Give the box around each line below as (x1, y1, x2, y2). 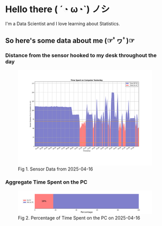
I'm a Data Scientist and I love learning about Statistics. (5, 20, 120, 27)
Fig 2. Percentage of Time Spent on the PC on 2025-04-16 (18, 214, 140, 221)
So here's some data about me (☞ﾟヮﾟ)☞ (5, 36, 135, 45)
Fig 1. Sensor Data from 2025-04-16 (18, 166, 93, 172)
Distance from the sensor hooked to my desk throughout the (5, 52, 157, 59)
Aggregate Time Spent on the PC (5, 179, 88, 186)
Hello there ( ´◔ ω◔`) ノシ (5, 4, 110, 15)
